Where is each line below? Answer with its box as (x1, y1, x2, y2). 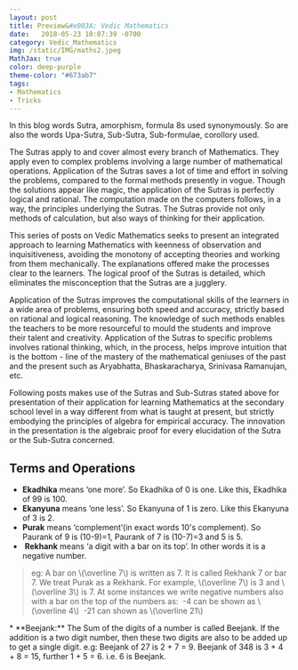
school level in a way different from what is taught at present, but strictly (9, 407, 275, 417)
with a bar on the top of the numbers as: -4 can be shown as (30, 596, 256, 607)
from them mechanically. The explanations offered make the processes (9, 259, 270, 270)
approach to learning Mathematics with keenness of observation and (9, 239, 262, 250)
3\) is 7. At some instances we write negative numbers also (68, 586, 285, 597)
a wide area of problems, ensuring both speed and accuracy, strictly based (9, 304, 285, 315)
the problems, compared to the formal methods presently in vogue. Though (9, 175, 286, 186)
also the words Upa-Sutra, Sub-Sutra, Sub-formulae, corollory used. (9, 130, 260, 141)
